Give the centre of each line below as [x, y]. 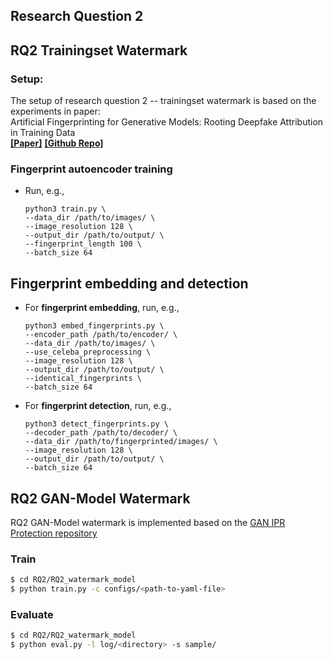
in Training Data [43, 133]
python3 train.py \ [65, 209]
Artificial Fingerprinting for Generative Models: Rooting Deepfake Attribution [167, 122]
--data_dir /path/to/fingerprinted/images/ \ [121, 442]
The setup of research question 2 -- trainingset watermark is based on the [163, 101]
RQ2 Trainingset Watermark [99, 50]
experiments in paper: [55, 111]
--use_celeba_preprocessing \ [88, 352]
